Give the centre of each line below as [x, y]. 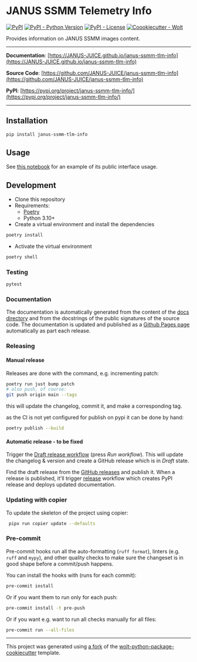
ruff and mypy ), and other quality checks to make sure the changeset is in [95, 557]
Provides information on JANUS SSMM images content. [73, 38]
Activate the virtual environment [53, 246]
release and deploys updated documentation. [61, 485]
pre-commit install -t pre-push [45, 608]
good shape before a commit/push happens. [60, 564]
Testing [17, 272]
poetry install [25, 235]
